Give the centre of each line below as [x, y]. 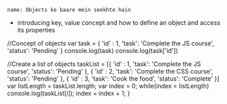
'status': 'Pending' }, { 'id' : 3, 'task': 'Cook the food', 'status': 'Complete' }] [113, 79]
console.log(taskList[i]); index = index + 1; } [69, 93]
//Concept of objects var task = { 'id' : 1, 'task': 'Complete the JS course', [111, 43]
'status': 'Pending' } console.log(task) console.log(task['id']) [92, 51]
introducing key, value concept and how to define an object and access [119, 23]
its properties [36, 30]
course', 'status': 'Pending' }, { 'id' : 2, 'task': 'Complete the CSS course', [110, 71]
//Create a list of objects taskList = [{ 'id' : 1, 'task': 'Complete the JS [104, 64]
